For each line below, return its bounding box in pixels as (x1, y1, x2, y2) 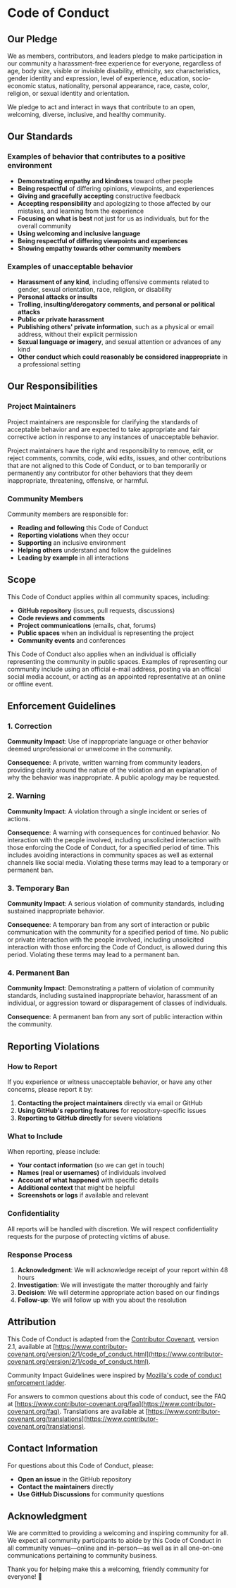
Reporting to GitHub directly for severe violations (17, 1114, 163, 1122)
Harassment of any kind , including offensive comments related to (17, 277, 209, 286)
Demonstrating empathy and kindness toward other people (17, 176, 193, 185)
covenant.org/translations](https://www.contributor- (7, 1415, 159, 1423)
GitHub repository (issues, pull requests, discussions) (17, 606, 175, 615)
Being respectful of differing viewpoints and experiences (17, 236, 188, 245)
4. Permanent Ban (7, 968, 70, 978)
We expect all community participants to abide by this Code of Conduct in (7, 1537, 222, 1545)
